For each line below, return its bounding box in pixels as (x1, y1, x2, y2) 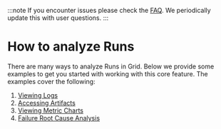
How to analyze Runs (7, 38, 135, 55)
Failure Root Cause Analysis (17, 113, 101, 122)
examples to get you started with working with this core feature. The (7, 69, 208, 78)
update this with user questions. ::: (7, 14, 109, 22)
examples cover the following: (7, 77, 96, 86)
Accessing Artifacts (17, 98, 76, 107)
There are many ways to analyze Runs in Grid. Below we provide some (7, 62, 215, 71)
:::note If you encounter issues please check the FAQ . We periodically (7, 6, 212, 14)
